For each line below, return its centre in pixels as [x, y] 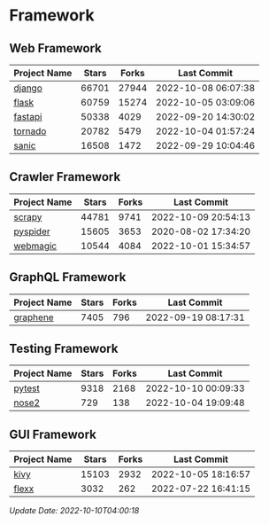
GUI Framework [53, 434]
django [28, 88]
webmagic [35, 246]
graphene [34, 317]
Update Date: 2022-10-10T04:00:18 [74, 511]
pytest [27, 388]
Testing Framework [64, 349]
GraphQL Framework [68, 277]
